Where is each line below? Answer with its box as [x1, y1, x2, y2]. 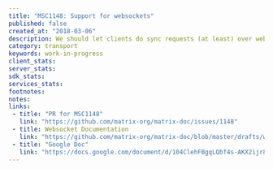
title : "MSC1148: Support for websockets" [8, 11, 154, 20]
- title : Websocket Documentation [11, 125, 129, 133]
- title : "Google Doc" [11, 140, 89, 149]
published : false [8, 19, 67, 28]
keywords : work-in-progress [8, 50, 104, 58]
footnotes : [8, 87, 45, 96]
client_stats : [8, 58, 57, 66]
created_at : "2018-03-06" [8, 27, 96, 35]
